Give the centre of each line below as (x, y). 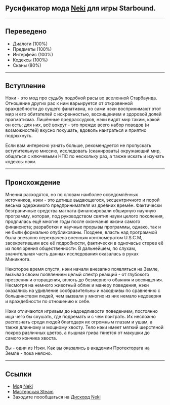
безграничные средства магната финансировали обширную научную (81, 211)
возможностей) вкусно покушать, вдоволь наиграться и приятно (76, 130)
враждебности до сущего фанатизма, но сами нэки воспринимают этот (83, 109)
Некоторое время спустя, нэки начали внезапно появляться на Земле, (82, 269)
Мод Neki (23, 386)
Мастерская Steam (33, 392)
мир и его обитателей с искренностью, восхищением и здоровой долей (83, 114)
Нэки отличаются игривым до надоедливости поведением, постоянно (81, 311)
